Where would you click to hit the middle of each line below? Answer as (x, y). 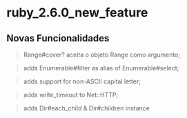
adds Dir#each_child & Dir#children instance (86, 108)
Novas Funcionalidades (58, 38)
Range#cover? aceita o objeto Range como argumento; (102, 55)
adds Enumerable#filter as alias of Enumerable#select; (101, 68)
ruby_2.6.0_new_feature (77, 13)
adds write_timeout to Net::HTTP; (71, 95)
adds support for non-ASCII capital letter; (82, 81)
